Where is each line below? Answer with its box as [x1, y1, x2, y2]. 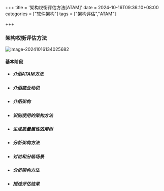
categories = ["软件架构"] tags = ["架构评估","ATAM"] [5, 11, 116, 17]
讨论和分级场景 [12, 154, 44, 160]
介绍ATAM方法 [12, 71, 44, 77]
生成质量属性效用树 [12, 126, 53, 132]
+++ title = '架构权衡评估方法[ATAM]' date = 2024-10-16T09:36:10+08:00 [5, 5, 159, 10]
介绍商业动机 [12, 85, 40, 91]
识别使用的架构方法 [12, 112, 53, 118]
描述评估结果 [12, 181, 40, 187]
